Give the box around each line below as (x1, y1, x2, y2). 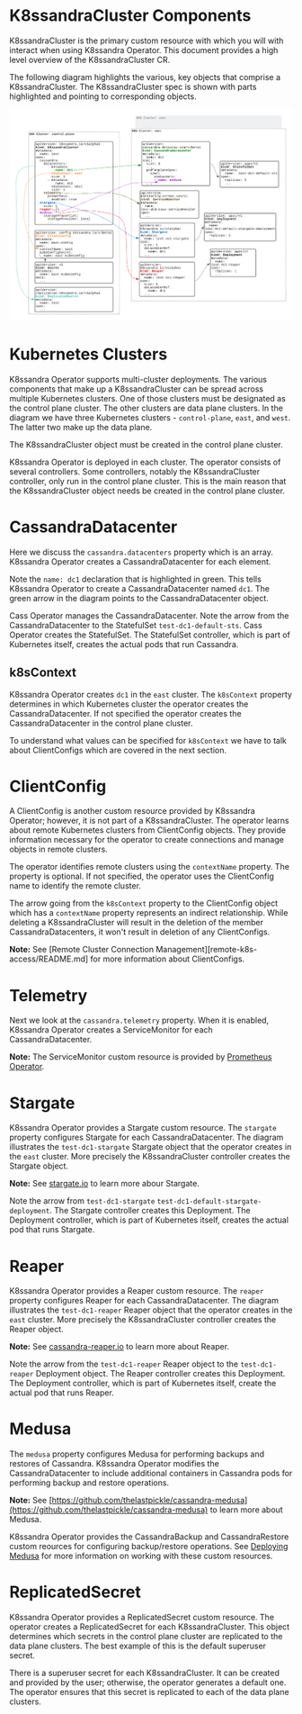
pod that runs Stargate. (9, 1224, 95, 1235)
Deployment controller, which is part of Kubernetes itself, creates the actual (9, 1214, 289, 1225)
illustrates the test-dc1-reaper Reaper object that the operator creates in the (9, 1304, 293, 1315)
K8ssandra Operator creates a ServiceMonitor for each (9, 1024, 213, 1035)
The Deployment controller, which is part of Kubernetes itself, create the (9, 1378, 277, 1389)
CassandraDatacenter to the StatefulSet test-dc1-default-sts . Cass (9, 619, 262, 630)
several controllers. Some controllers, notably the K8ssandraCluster (9, 465, 261, 477)
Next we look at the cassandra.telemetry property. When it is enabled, (9, 1015, 270, 1026)
